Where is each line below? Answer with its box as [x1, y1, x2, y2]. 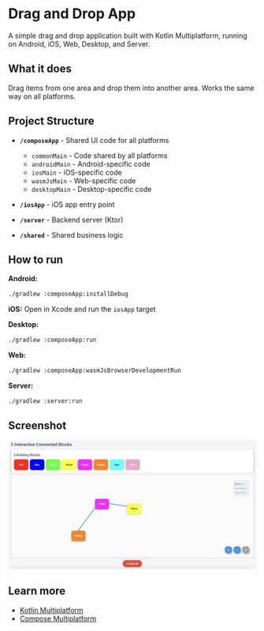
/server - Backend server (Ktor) [19, 215, 124, 224]
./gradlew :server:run [8, 397, 83, 405]
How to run [8, 253, 64, 266]
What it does [8, 62, 73, 76]
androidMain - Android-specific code [31, 159, 151, 168]
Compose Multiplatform [19, 614, 97, 623]
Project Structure [8, 115, 95, 128]
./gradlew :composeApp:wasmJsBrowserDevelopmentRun [8, 366, 181, 375]
